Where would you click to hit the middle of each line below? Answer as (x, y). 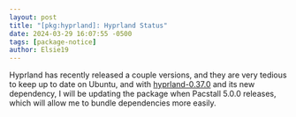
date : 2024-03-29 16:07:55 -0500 (71, 33)
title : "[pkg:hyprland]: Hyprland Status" (88, 26)
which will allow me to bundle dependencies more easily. (113, 103)
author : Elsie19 (39, 50)
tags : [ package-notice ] (53, 42)
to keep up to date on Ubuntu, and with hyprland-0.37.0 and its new (132, 84)
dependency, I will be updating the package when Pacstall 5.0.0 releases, (143, 94)
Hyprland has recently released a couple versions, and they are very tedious (148, 75)
